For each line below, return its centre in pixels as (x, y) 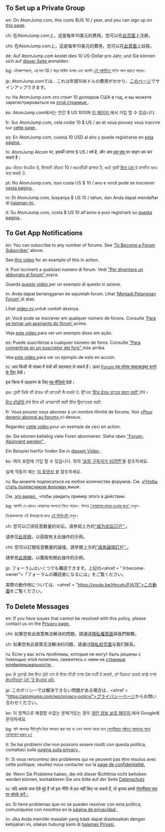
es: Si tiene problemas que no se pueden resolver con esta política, (74, 804)
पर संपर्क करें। (17, 795)
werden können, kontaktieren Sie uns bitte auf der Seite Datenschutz (75, 779)
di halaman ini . (21, 203)
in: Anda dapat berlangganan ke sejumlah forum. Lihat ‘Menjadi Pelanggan (81, 293)
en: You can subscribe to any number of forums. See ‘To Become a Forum (80, 245)
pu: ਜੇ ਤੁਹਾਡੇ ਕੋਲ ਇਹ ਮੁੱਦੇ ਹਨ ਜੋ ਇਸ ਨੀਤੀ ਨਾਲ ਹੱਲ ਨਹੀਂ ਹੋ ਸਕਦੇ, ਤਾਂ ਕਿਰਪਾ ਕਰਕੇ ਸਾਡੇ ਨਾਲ (81, 674)
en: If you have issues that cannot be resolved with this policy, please (76, 618)
